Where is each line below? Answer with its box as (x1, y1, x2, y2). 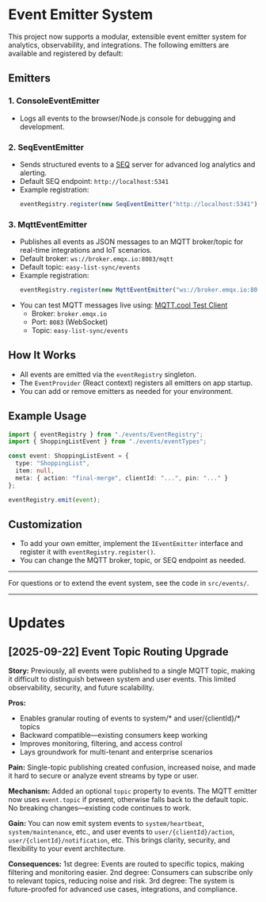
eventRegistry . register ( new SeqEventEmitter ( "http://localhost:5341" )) (19, 200, 261, 208)
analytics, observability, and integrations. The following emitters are (8, 40, 230, 49)
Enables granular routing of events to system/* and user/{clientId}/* (19, 713, 241, 723)
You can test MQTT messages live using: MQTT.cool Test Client (19, 300, 228, 310)
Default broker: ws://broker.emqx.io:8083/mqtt (19, 254, 174, 263)
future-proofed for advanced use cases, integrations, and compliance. (8, 885, 237, 894)
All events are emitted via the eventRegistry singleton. (19, 369, 196, 379)
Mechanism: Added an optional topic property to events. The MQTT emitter (8, 786, 257, 796)
